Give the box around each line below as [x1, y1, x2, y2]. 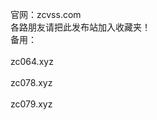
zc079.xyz [10, 98, 53, 110]
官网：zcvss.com [10, 9, 82, 20]
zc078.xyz [10, 77, 53, 88]
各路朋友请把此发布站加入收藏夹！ [10, 21, 151, 33]
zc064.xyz [10, 56, 54, 67]
